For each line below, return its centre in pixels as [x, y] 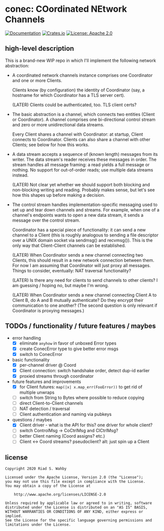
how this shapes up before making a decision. [59, 195]
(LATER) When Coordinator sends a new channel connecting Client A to [84, 295]
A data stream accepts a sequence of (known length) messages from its [85, 154]
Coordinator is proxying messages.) [48, 310]
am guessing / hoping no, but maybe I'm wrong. [60, 285]
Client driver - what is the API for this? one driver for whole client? [86, 425]
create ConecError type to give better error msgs [69, 349]
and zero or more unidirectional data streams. [58, 124]
